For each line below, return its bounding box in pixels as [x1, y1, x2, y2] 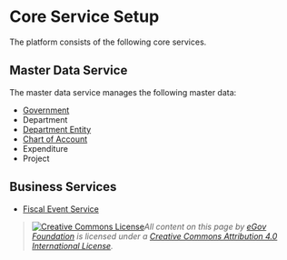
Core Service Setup [9, 6, 160, 27]
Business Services [9, 179, 117, 195]
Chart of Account [22, 134, 88, 145]
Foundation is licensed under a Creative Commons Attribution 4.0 [31, 230, 278, 242]
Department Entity [22, 124, 92, 135]
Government [22, 105, 70, 115]
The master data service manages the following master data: [9, 86, 237, 97]
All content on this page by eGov [143, 221, 267, 232]
